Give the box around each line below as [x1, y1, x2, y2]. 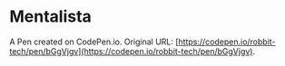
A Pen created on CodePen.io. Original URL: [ [9, 36, 179, 47]
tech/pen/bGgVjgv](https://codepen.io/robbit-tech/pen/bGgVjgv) [9, 45, 253, 56]
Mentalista [9, 6, 93, 27]
